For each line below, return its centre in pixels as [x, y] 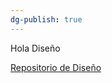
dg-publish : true [46, 19]
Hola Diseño [35, 48]
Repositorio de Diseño [56, 67]
